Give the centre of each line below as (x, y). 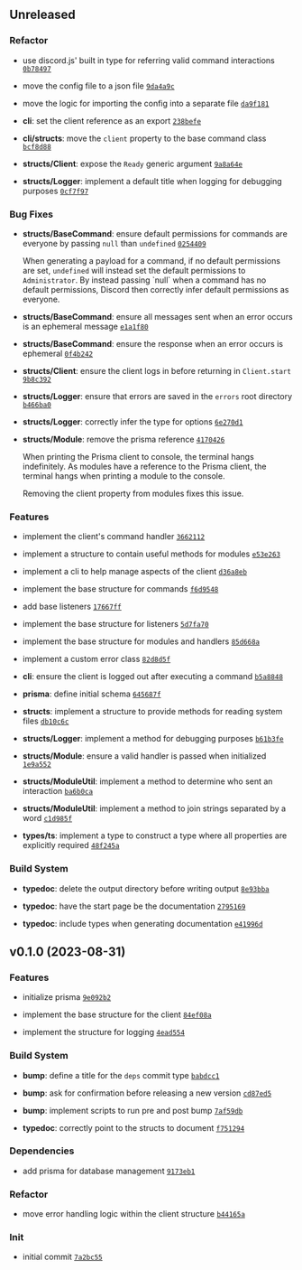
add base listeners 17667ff (72, 607)
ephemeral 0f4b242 (57, 353)
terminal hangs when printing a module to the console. (124, 476)
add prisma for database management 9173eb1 (109, 1171)
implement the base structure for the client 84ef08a (117, 1014)
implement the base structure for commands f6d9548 (120, 589)
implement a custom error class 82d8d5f (96, 659)
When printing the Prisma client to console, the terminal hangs (138, 456)
